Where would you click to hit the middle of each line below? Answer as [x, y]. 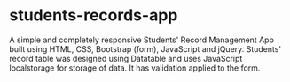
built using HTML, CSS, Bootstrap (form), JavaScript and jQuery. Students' [145, 48]
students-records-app [94, 15]
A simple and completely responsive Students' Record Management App [142, 40]
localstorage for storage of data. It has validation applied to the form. [135, 68]
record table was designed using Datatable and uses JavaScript [126, 58]
